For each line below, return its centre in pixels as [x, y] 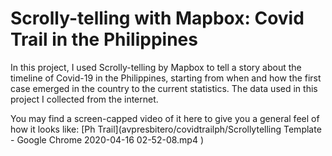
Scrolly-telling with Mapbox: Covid [157, 18]
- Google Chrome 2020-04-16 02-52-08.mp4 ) [107, 139]
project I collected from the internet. [84, 99]
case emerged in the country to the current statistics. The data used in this [164, 88]
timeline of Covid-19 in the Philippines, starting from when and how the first [166, 78]
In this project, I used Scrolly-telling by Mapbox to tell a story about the [156, 67]
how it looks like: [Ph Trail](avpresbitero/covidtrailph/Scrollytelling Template [166, 129]
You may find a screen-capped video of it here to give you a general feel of [165, 118]
